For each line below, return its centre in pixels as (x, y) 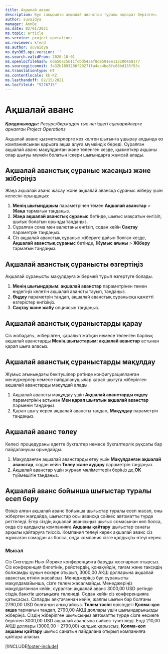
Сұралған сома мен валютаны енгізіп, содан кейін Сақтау (75, 227)
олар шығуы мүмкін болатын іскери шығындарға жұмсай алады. (75, 155)
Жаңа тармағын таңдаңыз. (41, 211)
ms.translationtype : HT (30, 71)
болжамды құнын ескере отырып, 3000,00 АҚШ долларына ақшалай (79, 572)
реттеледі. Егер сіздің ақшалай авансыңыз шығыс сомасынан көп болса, (83, 522)
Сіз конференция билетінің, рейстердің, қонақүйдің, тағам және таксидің (84, 567)
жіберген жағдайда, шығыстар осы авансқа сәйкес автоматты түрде (79, 516)
